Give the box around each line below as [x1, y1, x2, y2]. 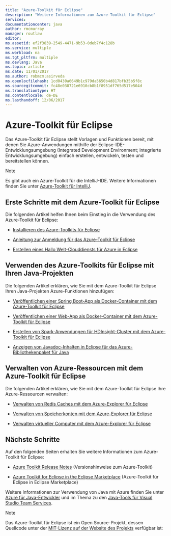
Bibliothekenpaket [12, 349, 51, 355]
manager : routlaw [5, 31, 42, 36]
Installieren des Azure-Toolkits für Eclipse [12, 227, 100, 232]
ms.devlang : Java [5, 60, 42, 65]
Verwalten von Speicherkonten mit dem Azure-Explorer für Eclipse [12, 411, 153, 417]
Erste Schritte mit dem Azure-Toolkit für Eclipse [5, 198, 160, 206]
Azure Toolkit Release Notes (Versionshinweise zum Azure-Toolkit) [12, 464, 153, 470]
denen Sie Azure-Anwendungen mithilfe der [5, 142, 98, 148]
